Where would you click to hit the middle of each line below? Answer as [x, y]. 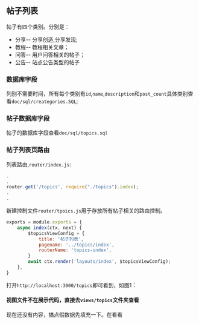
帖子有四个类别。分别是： [38, 27]
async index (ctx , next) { [50, 228]
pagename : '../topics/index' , [76, 245]
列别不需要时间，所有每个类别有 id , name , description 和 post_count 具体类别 [97, 94]
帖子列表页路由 [28, 150]
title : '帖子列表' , [61, 239]
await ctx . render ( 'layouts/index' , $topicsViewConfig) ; [99, 262]
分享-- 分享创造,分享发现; [46, 39]
